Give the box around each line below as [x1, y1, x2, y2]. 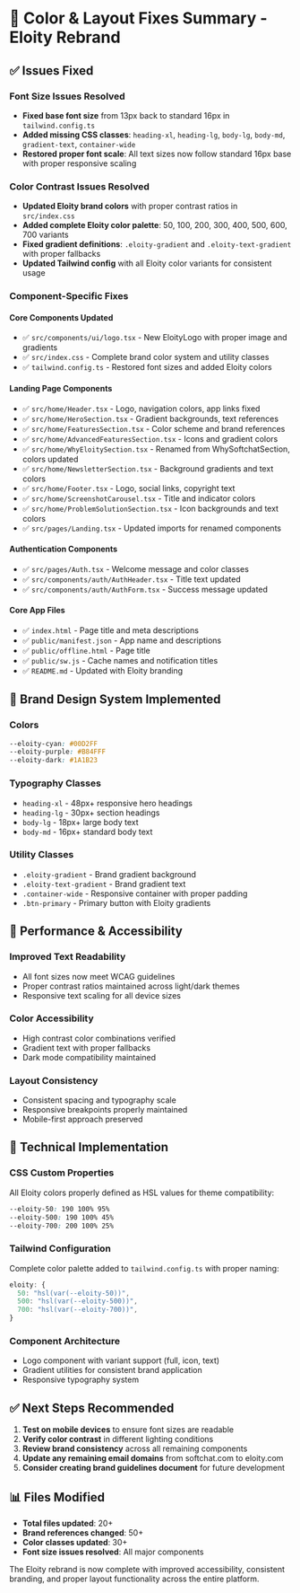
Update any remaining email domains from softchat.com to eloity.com [21, 1453, 284, 1464]
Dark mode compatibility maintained [21, 1052, 157, 1062]
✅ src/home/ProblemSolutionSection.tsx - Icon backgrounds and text [21, 503, 279, 514]
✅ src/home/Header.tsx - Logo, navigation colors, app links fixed [21, 403, 261, 414]
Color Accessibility [9, 1012, 94, 1025]
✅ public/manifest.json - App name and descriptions [21, 635, 222, 646]
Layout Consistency [9, 1074, 99, 1087]
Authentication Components [9, 543, 118, 555]
